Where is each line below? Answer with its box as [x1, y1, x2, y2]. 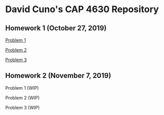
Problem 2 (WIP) [5, 95, 40, 101]
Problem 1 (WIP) [5, 85, 39, 91]
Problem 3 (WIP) [5, 104, 40, 110]
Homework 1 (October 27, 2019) [5, 24, 107, 32]
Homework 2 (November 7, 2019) [5, 71, 112, 80]
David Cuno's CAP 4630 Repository [5, 4, 159, 15]
